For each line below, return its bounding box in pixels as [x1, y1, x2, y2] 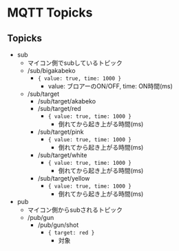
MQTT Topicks [7, 5, 93, 21]
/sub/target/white [37, 151, 87, 159]
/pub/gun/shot [37, 221, 79, 229]
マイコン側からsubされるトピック [27, 205, 123, 214]
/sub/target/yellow [37, 174, 90, 182]
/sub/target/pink [37, 128, 84, 136]
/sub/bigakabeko [27, 67, 76, 74]
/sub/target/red [37, 105, 81, 112]
